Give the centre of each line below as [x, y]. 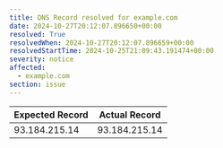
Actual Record [130, 115]
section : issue [38, 84]
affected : [28, 68]
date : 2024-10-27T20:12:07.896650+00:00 [86, 26]
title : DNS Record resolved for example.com [94, 17]
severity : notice [42, 59]
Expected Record [51, 115]
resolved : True [38, 34]
